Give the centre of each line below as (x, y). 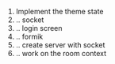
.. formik (29, 36)
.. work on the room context (61, 53)
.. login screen (39, 28)
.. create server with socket (60, 45)
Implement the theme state (60, 11)
